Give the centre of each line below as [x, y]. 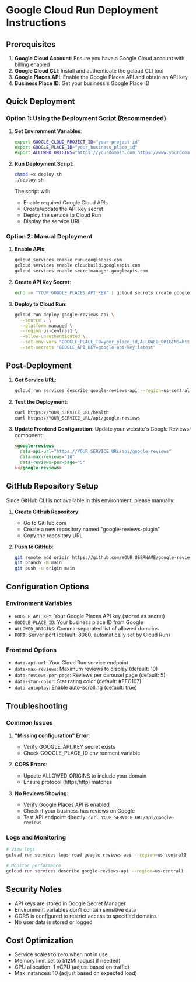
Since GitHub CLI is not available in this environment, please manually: [90, 500]
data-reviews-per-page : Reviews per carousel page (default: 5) [90, 675]
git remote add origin [42, 557]
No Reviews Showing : [41, 793]
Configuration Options [48, 587]
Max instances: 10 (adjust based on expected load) [76, 973]
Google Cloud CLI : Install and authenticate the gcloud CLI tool [89, 71]
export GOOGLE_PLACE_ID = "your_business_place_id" [76, 147]
